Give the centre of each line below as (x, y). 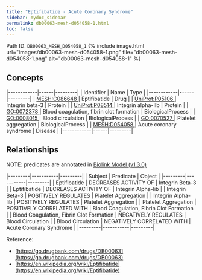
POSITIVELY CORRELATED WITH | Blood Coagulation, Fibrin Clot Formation (100, 208)
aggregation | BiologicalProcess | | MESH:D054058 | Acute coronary (91, 125)
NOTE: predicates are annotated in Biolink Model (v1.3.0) (76, 164)
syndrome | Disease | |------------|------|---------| (70, 131)
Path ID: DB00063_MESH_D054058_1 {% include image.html (75, 46)
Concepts (25, 78)
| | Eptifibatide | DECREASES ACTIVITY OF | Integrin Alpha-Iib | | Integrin (96, 189)
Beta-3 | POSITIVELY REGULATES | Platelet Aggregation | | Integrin (90, 195)
